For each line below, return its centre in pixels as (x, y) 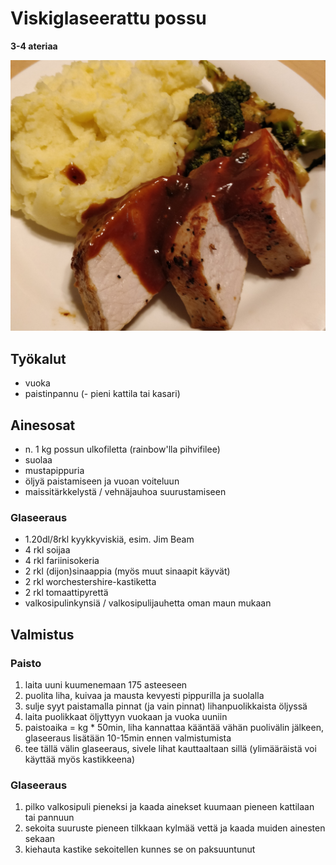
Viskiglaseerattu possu (108, 18)
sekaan (40, 839)
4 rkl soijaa (47, 550)
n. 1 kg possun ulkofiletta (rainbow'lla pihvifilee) (122, 449)
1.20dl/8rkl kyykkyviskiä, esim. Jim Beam (109, 539)
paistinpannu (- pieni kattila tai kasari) (102, 394)
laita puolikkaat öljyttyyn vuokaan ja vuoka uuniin (126, 717)
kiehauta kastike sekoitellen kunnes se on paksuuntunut (140, 849)
